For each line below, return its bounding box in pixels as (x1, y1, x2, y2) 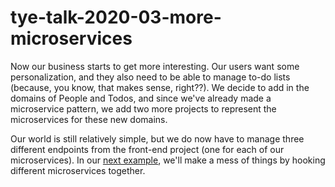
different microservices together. (10, 164, 146, 176)
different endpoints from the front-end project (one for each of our (10, 143, 285, 155)
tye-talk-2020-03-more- (10, 6, 222, 29)
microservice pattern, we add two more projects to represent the (10, 102, 277, 115)
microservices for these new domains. (10, 113, 168, 125)
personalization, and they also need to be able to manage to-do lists (10, 71, 291, 83)
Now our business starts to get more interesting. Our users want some (10, 60, 300, 72)
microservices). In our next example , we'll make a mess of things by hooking (10, 154, 326, 166)
